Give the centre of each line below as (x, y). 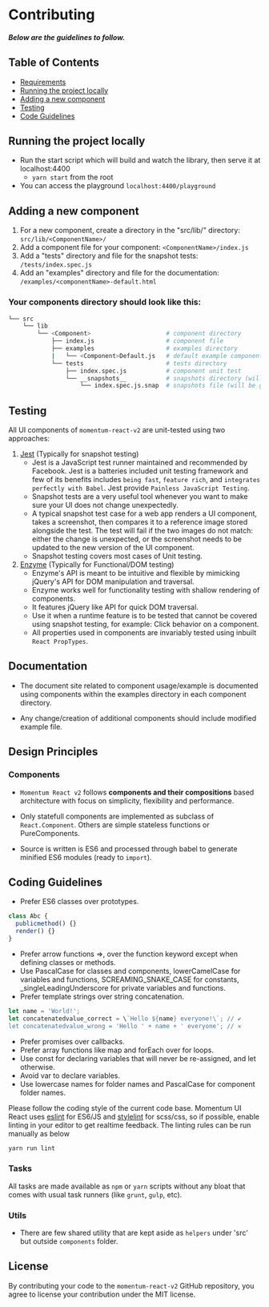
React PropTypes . (60, 641)
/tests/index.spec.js (56, 265)
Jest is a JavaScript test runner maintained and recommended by (140, 463)
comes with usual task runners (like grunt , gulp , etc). (95, 1194)
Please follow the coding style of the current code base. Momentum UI (125, 1108)
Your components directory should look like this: (105, 302)
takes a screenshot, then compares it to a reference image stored (140, 522)
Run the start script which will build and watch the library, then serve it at (140, 160)
